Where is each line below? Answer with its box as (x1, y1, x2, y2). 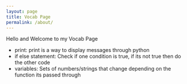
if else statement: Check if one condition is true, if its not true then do (14, 53, 182, 60)
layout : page (6, 8, 38, 15)
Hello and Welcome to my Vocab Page (6, 36, 98, 43)
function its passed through (14, 71, 81, 79)
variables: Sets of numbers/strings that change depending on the (14, 65, 171, 72)
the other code (14, 59, 51, 66)
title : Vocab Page (6, 14, 51, 20)
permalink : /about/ (6, 19, 54, 25)
